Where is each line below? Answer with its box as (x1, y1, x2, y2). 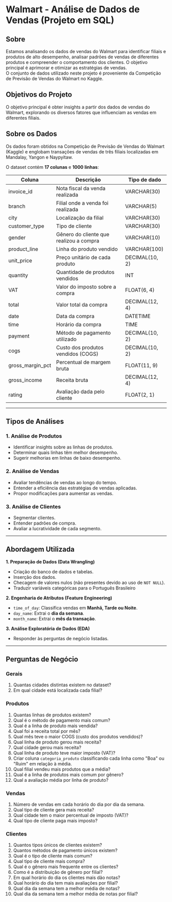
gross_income (8, 376, 42, 384)
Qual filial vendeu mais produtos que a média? (13, 766, 111, 772)
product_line (8, 245, 39, 253)
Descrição (75, 176, 101, 183)
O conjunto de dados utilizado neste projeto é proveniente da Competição (6, 70, 161, 76)
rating (8, 391, 22, 398)
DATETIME (125, 312, 151, 320)
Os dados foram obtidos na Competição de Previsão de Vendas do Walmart (6, 143, 165, 149)
